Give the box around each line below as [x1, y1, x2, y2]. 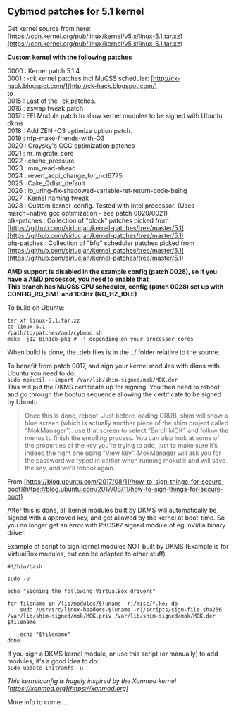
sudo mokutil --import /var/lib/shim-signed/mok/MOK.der [7, 376, 178, 383]
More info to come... [7, 697, 66, 706]
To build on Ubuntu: [7, 303, 65, 312]
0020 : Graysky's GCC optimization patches [7, 141, 135, 150]
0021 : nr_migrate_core [7, 149, 74, 157]
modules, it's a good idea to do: [7, 656, 99, 665]
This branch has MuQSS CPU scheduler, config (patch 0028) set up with [7, 282, 224, 291]
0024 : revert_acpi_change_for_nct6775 [7, 171, 123, 180]
